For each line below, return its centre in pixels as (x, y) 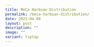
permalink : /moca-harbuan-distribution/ (47, 14)
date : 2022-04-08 (23, 19)
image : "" (15, 32)
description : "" (22, 28)
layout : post (19, 23)
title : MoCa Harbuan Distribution (41, 10)
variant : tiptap (22, 37)
